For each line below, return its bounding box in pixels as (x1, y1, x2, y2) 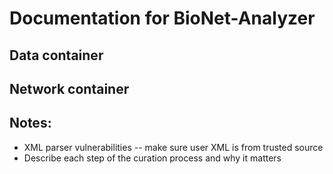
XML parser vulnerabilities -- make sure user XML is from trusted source (23, 141, 324, 153)
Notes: (9, 115, 52, 132)
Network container (9, 80, 130, 97)
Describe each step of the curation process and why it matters (23, 152, 282, 164)
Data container (9, 47, 104, 64)
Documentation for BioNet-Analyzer (9, 7, 316, 30)
